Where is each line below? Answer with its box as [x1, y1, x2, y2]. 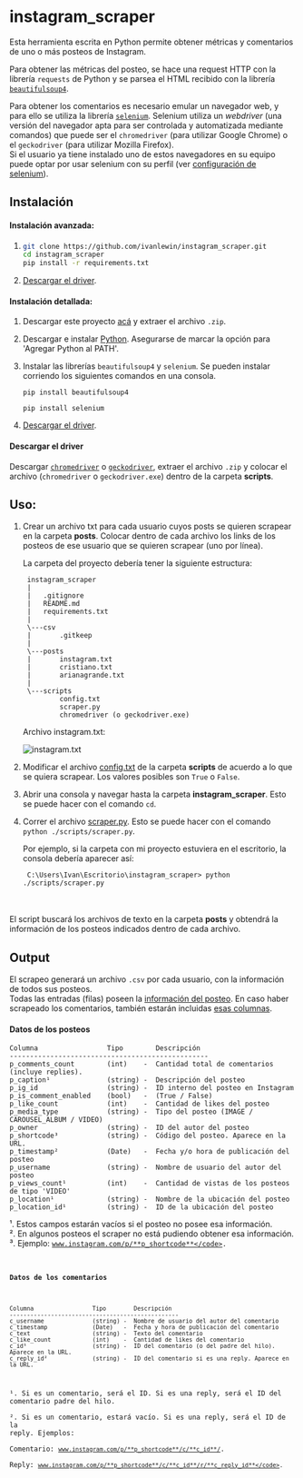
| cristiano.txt [26, 663, 113, 672]
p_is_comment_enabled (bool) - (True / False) [9, 1092, 213, 1101]
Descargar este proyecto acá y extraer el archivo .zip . [22, 316, 227, 327]
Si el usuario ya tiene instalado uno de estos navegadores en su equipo [9, 148, 276, 160]
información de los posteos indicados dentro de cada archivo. [9, 924, 241, 935]
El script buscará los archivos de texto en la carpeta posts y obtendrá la [9, 914, 279, 925]
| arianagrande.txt [26, 670, 125, 680]
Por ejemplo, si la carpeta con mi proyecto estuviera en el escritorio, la [22, 843, 287, 855]
